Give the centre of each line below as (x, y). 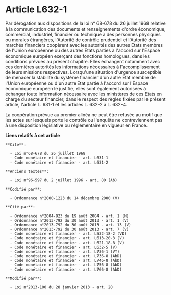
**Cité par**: (20, 207)
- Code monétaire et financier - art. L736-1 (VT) (65, 251)
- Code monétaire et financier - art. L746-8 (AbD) (66, 260)
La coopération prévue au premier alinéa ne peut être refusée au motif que (84, 114)
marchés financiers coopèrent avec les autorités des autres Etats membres (84, 45)
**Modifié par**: (24, 278)
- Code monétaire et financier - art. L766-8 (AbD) (66, 269)
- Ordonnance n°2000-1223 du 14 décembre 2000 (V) (65, 198)
